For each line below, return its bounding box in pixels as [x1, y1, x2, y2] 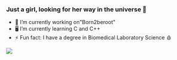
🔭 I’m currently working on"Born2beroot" [14, 19, 116, 26]
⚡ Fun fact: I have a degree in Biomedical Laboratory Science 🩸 [14, 34, 172, 41]
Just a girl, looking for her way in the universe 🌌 [6, 5, 147, 14]
